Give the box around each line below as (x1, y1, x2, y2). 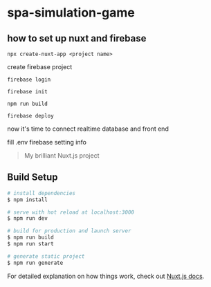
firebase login (7, 76, 51, 83)
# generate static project (7, 252, 85, 260)
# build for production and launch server (7, 228, 131, 234)
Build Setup (7, 172, 58, 183)
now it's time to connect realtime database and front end (7, 124, 169, 133)
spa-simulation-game (7, 5, 135, 21)
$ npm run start (7, 241, 54, 248)
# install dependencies (7, 189, 76, 196)
